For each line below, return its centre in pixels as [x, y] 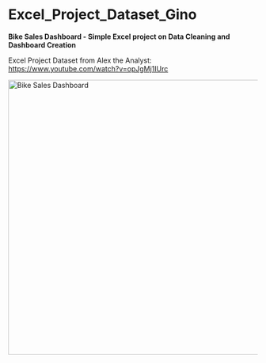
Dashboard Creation [42, 44]
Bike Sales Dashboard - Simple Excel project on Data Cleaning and [119, 36]
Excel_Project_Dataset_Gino [103, 15]
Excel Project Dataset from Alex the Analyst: [80, 60]
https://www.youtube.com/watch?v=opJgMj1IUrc [88, 68]
